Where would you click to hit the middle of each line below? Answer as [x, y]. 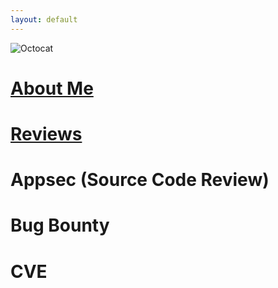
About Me [52, 88]
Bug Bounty [60, 225]
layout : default [44, 19]
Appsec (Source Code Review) [140, 180]
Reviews [46, 134]
